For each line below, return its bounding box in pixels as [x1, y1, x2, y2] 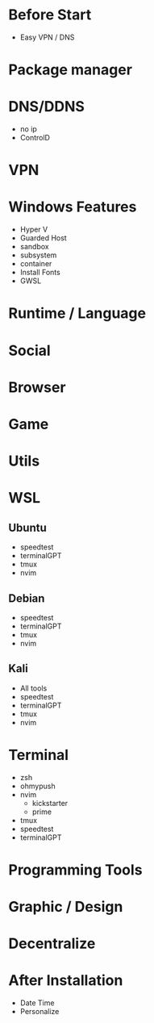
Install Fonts [19, 268, 60, 278]
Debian [8, 591, 45, 605]
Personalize [19, 1007, 60, 1017]
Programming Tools [8, 861, 143, 879]
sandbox [19, 242, 50, 252]
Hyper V [19, 224, 48, 235]
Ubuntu [8, 520, 47, 534]
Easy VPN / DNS [19, 32, 75, 42]
